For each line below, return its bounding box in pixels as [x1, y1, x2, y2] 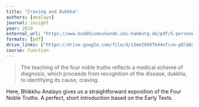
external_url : [6, 31, 41, 37]
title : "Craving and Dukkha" [6, 8, 78, 15]
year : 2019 [6, 25, 33, 32]
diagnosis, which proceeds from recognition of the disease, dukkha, [20, 70, 187, 77]
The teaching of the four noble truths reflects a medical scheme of [20, 64, 184, 71]
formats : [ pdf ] [6, 36, 44, 42]
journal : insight [6, 20, 49, 26]
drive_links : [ [6, 42, 44, 48]
